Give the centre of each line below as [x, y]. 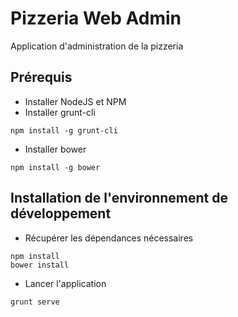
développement [61, 213]
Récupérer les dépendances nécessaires [109, 238]
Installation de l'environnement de [119, 198]
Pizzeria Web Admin [96, 18]
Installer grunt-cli [60, 112]
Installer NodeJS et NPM [75, 101]
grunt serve [35, 302]
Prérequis [41, 77]
